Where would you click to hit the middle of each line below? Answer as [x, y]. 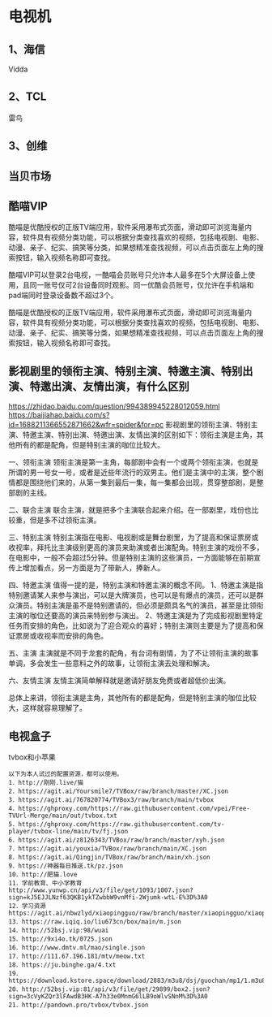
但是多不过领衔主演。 [65, 520]
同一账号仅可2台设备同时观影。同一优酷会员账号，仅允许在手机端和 [142, 285]
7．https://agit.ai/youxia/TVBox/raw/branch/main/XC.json [108, 849]
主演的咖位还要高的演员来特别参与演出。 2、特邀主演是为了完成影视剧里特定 [136, 616]
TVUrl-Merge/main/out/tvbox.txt [63, 816]
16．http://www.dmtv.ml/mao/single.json [77, 948]
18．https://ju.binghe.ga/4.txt [62, 965]
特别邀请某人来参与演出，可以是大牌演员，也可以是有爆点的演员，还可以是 [132, 595]
